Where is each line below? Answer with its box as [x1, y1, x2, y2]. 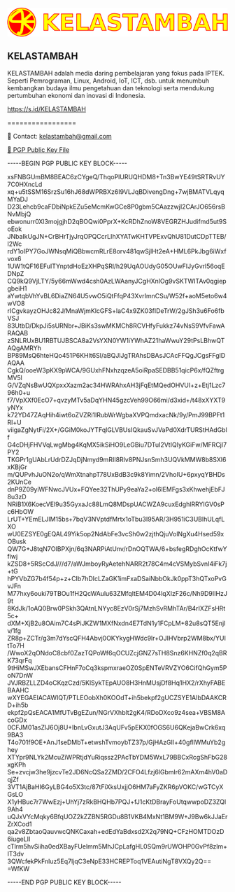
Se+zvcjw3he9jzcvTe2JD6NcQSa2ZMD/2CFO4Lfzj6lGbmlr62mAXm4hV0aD [7, 767, 228, 776]
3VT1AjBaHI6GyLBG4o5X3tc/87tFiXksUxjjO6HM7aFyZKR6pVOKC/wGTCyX [7, 782, 224, 791]
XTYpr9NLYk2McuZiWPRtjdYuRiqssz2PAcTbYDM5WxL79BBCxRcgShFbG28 [7, 753, 227, 761]
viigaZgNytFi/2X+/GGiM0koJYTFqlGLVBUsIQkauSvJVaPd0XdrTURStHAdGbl [7, 425, 227, 434]
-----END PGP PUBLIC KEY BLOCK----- [7, 878, 122, 886]
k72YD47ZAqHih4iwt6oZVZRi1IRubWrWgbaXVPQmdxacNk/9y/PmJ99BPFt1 [7, 410, 225, 419]
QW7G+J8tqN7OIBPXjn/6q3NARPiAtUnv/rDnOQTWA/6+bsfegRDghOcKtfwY [7, 544, 227, 553]
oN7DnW [7, 671, 34, 679]
